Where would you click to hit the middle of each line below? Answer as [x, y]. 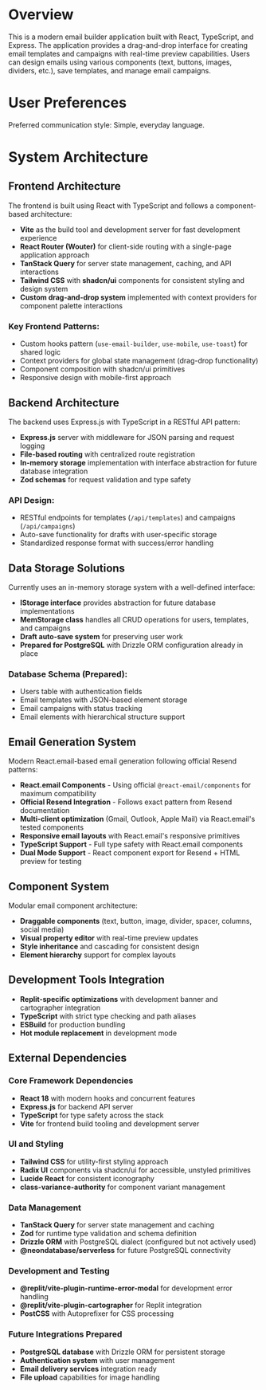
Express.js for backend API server [76, 1106]
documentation [45, 811]
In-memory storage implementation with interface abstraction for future [138, 462]
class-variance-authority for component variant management [122, 1187]
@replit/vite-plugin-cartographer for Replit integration [110, 1306]
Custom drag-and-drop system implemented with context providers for [138, 297]
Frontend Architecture [65, 186]
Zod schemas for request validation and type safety [105, 479]
